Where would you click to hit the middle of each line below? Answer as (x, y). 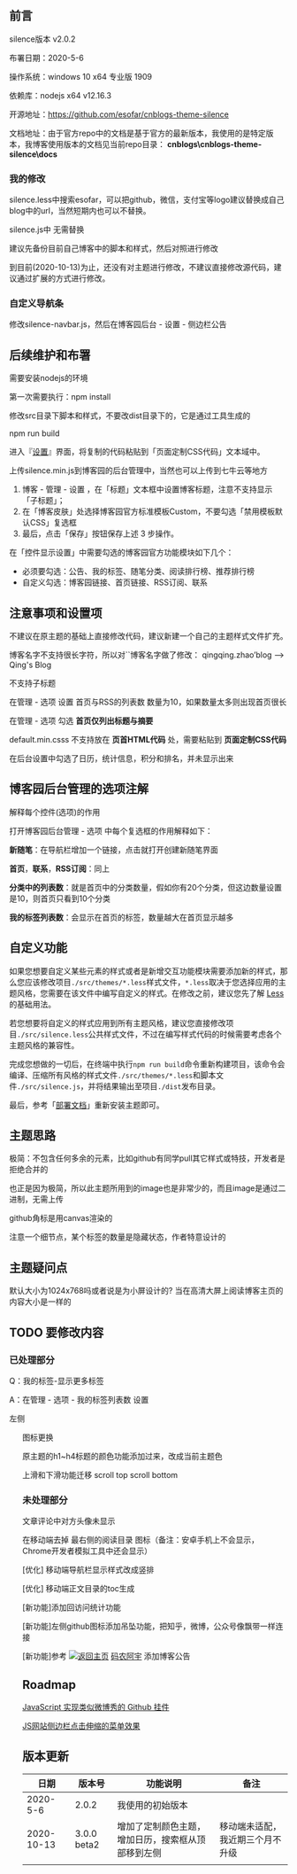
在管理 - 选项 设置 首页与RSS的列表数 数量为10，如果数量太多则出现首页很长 (148, 702)
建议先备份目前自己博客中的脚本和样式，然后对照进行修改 (114, 249)
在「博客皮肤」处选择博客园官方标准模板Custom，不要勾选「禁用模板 (148, 511)
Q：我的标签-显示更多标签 (57, 1380)
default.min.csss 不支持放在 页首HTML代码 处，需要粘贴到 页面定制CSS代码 (148, 740)
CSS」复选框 (53, 523)
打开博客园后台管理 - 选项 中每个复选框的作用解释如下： (111, 830)
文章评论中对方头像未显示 (69, 1521)
